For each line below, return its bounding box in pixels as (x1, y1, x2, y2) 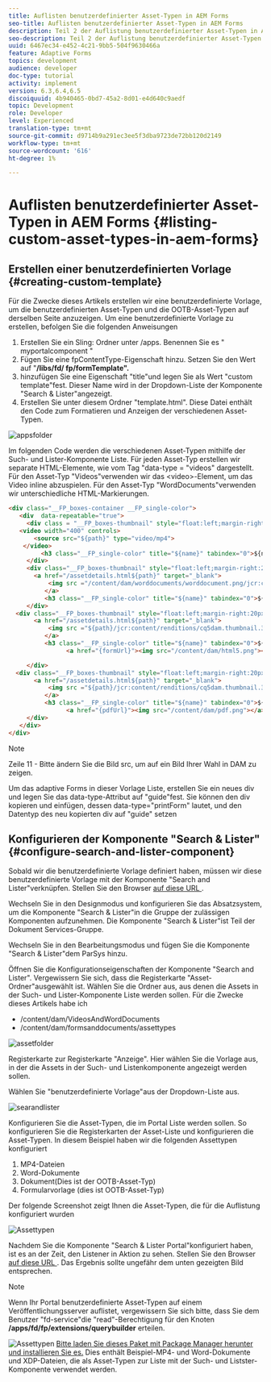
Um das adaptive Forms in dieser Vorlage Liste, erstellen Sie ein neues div (8, 783, 255, 793)
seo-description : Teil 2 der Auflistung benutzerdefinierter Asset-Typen (8, 34, 262, 43)
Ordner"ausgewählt (8, 981, 74, 992)
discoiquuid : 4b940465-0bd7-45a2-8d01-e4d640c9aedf (8, 94, 186, 102)
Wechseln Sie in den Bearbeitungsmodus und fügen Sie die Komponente (8, 940, 250, 950)
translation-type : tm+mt (8, 124, 92, 132)
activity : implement (8, 79, 78, 87)
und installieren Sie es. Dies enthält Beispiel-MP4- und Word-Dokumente (8, 1347, 252, 1357)
